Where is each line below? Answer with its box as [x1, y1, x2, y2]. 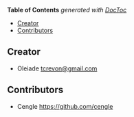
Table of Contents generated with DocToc [7, 6, 127, 14]
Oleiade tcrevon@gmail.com [16, 64, 98, 73]
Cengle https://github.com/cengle [16, 102, 113, 110]
